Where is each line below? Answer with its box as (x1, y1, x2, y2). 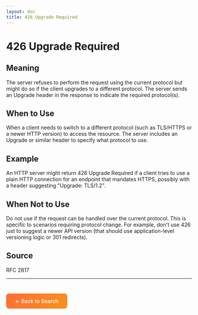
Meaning (6, 63, 39, 73)
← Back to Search (15, 297, 59, 304)
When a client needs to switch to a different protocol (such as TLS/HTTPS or (6, 124, 192, 131)
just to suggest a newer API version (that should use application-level (6, 227, 175, 234)
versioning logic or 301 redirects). (6, 233, 88, 241)
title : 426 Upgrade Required (6, 14, 78, 20)
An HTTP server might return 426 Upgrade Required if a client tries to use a (6, 170, 190, 177)
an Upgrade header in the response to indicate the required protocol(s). (6, 91, 180, 98)
